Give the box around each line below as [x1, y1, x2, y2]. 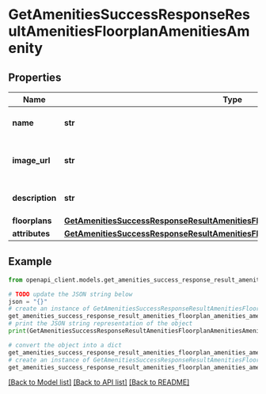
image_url [12, 155, 51, 165]
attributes [12, 228, 50, 239]
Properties [8, 70, 62, 84]
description [12, 192, 57, 203]
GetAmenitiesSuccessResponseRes [8, 6, 251, 24]
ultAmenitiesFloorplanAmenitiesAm [8, 22, 250, 40]
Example [8, 255, 52, 268]
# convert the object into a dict [8, 341, 123, 349]
